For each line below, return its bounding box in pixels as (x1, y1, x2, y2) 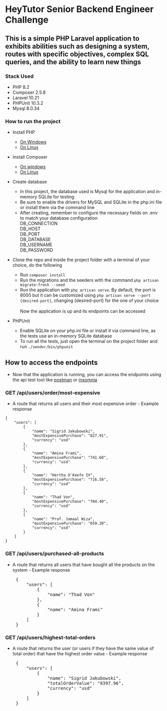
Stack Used (5, 73, 34, 80)
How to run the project (5, 118, 61, 125)
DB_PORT (19, 231, 40, 237)
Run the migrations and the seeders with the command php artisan (19, 277, 159, 283)
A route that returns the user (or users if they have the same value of (12, 645, 154, 651)
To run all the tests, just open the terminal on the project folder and (19, 338, 157, 344)
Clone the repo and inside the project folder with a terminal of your (12, 257, 150, 263)
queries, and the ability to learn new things (5, 58, 141, 66)
